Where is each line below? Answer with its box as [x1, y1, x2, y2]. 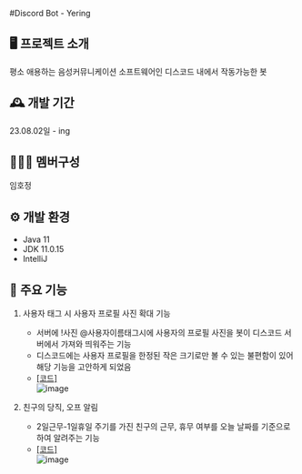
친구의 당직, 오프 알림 [22, 402, 98, 413]
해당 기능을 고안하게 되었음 [35, 361, 132, 372]
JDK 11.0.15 [22, 244, 65, 255]
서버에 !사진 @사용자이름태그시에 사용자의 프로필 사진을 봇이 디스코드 [35, 328, 283, 338]
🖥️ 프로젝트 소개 [9, 36, 89, 52]
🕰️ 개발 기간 [9, 96, 75, 111]
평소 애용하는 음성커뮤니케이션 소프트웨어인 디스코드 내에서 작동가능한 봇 [9, 66, 267, 76]
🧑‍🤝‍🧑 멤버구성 [9, 155, 80, 170]
